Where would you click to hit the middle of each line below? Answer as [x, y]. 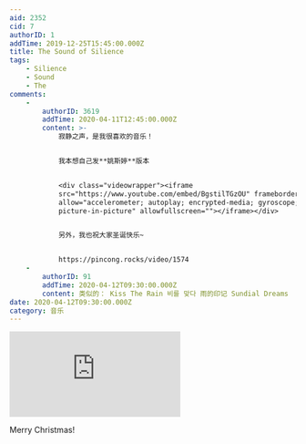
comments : [28, 94]
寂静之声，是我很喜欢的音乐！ [106, 137]
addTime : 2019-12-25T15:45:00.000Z [77, 43]
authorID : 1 [32, 35]
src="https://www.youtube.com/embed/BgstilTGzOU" [154, 194]
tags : [20, 60]
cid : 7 [22, 26]
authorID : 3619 [71, 111]
